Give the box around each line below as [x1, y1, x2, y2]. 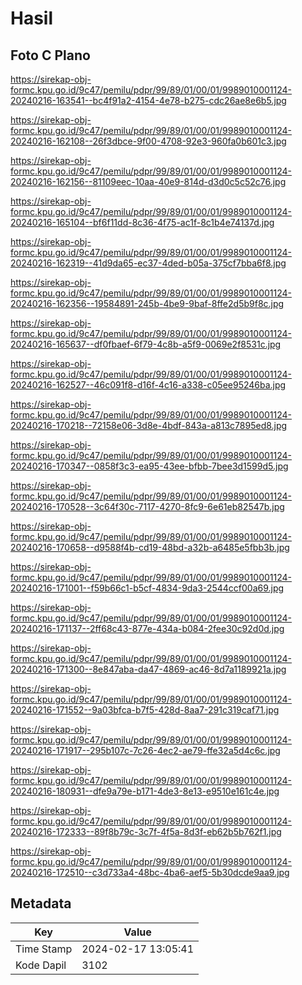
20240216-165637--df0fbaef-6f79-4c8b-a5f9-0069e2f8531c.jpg [10, 338, 282, 350]
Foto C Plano [10, 47, 91, 64]
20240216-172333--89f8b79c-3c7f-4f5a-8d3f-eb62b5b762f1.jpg [10, 826, 282, 837]
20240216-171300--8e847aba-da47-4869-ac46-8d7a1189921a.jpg [10, 663, 287, 675]
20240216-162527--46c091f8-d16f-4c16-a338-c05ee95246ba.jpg [10, 379, 287, 391]
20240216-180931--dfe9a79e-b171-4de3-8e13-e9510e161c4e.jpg [10, 785, 280, 797]
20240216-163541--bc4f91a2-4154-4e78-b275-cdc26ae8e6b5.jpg [10, 95, 287, 106]
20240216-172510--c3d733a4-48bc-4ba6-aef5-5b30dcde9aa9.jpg [10, 867, 290, 878]
